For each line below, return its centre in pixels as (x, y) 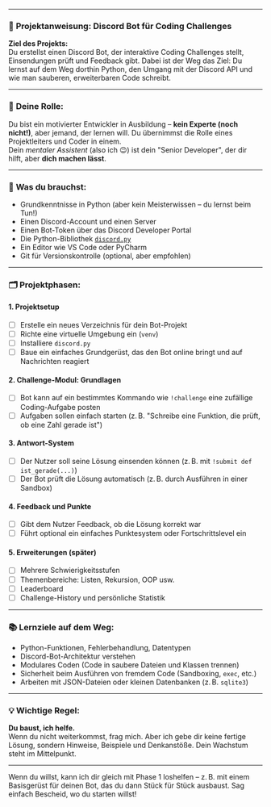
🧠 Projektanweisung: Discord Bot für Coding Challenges (120, 26)
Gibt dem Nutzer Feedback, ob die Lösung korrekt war (110, 525)
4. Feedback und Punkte (50, 506)
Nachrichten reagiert (54, 362)
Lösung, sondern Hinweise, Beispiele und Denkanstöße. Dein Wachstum (128, 745)
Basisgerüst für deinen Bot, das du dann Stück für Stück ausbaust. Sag (126, 786)
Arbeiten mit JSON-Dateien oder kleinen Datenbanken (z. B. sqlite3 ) (134, 682)
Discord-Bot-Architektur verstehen (77, 656)
